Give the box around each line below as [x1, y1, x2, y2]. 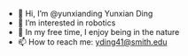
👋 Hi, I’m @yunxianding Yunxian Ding [17, 9, 153, 18]
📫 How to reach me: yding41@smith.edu [17, 37, 168, 47]
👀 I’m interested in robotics [17, 17, 116, 28]
